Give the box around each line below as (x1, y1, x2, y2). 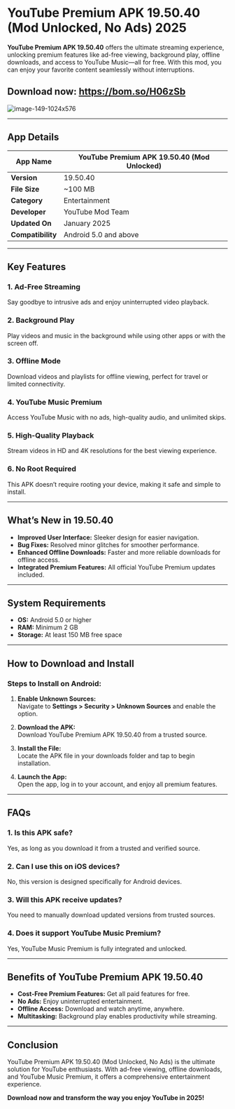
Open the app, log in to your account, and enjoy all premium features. (17, 780, 218, 788)
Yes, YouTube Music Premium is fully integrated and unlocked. (7, 944, 187, 953)
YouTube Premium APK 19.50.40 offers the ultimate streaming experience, (7, 43, 225, 51)
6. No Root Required (7, 464, 77, 474)
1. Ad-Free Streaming (7, 282, 80, 292)
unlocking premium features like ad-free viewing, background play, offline (7, 51, 220, 59)
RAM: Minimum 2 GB (17, 623, 78, 632)
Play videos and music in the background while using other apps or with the (7, 331, 226, 340)
